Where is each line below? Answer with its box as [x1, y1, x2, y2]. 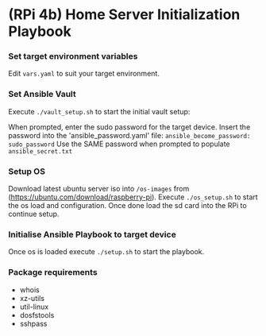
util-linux [19, 302, 49, 311]
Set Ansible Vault [8, 89, 77, 100]
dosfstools [19, 310, 55, 319]
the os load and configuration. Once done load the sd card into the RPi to [8, 201, 248, 210]
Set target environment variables [8, 51, 138, 62]
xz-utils [19, 293, 45, 303]
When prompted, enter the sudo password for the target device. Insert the [8, 122, 251, 132]
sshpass [19, 319, 48, 328]
